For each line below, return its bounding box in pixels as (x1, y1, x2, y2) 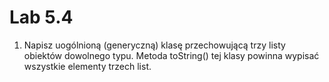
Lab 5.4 (9, 6, 74, 29)
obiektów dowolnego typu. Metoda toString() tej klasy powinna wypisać (23, 49, 320, 61)
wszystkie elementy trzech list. (23, 60, 152, 72)
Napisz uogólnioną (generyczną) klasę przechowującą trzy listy (23, 39, 286, 51)
